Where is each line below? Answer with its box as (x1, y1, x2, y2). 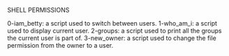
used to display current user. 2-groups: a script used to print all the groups (7, 27, 222, 35)
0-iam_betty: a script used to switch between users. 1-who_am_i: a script (7, 19, 218, 27)
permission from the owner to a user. (7, 41, 114, 49)
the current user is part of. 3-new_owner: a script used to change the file (7, 34, 216, 42)
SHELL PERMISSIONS (7, 6, 70, 14)
